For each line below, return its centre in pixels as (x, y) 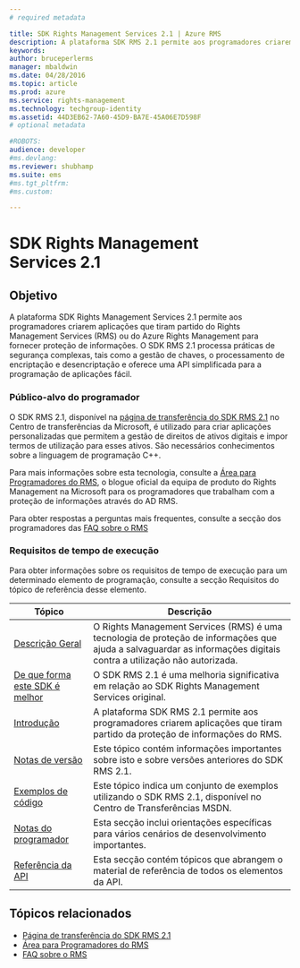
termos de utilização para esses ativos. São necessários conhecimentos (142, 445)
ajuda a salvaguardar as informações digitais (187, 648)
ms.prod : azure (37, 92)
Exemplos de (41, 791)
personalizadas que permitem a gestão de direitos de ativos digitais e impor (149, 436)
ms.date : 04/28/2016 (48, 76)
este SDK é (37, 686)
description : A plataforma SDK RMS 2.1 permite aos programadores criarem (151, 42)
